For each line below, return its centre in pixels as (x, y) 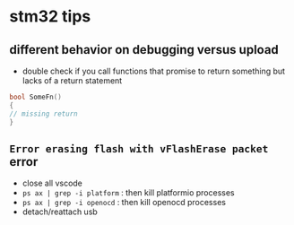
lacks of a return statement (72, 81)
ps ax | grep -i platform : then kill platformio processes (128, 193)
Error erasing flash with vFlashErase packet (139, 148)
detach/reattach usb (60, 212)
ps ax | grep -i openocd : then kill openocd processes (124, 203)
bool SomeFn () (36, 97)
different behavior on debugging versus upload (144, 50)
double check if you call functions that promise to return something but (153, 71)
